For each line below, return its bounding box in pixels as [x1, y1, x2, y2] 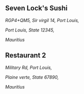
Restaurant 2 [5, 51, 46, 59]
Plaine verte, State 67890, [5, 74, 59, 80]
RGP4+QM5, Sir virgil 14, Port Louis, [5, 17, 79, 23]
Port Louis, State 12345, [5, 27, 54, 33]
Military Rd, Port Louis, [5, 64, 52, 70]
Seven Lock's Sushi [5, 4, 67, 12]
